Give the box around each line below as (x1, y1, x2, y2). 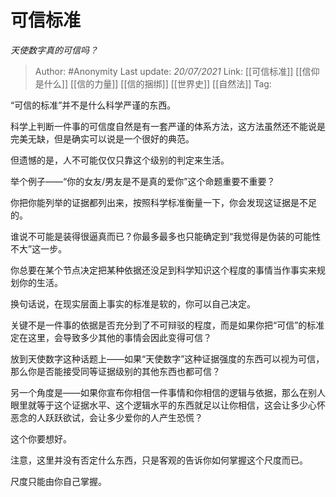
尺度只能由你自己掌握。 (10, 475, 107, 487)
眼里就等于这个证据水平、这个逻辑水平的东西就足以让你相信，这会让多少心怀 (10, 399, 326, 411)
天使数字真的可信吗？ (10, 44, 98, 56)
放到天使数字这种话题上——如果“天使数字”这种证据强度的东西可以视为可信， (10, 352, 325, 365)
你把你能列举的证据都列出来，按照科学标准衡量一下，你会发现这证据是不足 (10, 196, 317, 208)
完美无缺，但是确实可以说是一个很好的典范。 (10, 132, 195, 145)
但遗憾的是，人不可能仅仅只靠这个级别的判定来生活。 (10, 154, 230, 166)
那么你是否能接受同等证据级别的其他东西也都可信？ (10, 365, 221, 377)
